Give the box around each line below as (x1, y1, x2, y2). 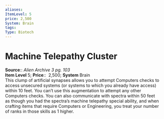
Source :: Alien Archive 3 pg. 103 (5, 67, 70, 73)
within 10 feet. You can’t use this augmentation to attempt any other (5, 87, 141, 93)
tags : (5, 25, 16, 30)
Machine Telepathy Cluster (5, 51, 117, 62)
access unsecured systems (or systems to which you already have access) (5, 82, 157, 88)
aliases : (5, 7, 23, 12)
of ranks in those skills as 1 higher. (5, 108, 74, 114)
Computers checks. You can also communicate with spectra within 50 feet (5, 93, 155, 99)
